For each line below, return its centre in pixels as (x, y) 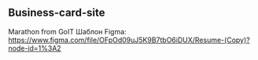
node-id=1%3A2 (35, 48)
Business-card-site (57, 13)
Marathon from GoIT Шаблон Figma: (68, 31)
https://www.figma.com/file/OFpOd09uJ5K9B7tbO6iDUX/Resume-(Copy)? (129, 40)
